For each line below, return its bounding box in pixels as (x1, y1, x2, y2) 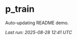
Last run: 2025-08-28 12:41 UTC (5, 29, 72, 35)
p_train (5, 3, 35, 15)
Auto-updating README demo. (5, 20, 69, 26)
